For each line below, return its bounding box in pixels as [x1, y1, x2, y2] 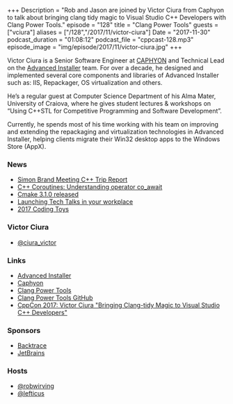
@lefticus [17, 389, 45, 398]
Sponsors [7, 325, 41, 335]
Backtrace [17, 341, 47, 350]
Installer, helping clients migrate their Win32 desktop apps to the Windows [7, 135, 220, 143]
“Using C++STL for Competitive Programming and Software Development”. [7, 107, 223, 115]
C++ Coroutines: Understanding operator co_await [17, 183, 163, 191]
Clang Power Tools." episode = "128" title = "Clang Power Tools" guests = [7, 21, 219, 29]
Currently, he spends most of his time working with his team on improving [7, 120, 219, 128]
